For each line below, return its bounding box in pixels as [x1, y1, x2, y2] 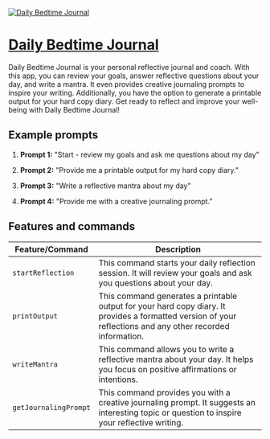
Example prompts [8, 129, 99, 142]
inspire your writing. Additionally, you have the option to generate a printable [8, 88, 262, 97]
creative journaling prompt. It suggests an [98, 396, 256, 408]
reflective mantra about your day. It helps [98, 354, 254, 365]
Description [155, 244, 201, 255]
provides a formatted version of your [98, 310, 237, 322]
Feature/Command [14, 244, 88, 255]
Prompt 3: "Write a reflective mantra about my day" [19, 181, 191, 191]
